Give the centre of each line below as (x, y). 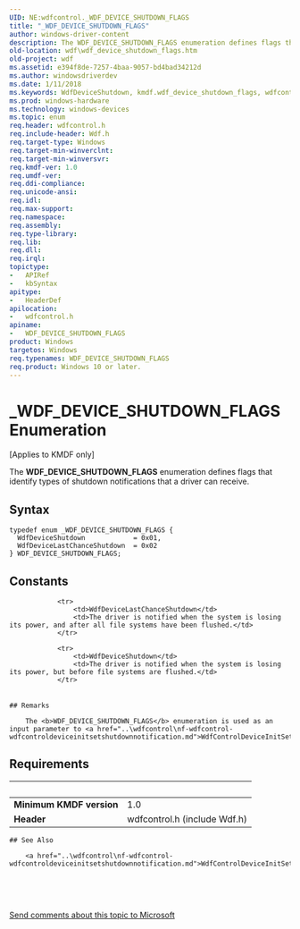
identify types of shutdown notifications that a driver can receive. (129, 481)
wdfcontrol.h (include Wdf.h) (187, 819)
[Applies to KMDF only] (52, 455)
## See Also (31, 840)
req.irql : (28, 259)
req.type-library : (43, 233)
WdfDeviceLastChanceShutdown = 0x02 (87, 546)
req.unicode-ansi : (43, 192)
